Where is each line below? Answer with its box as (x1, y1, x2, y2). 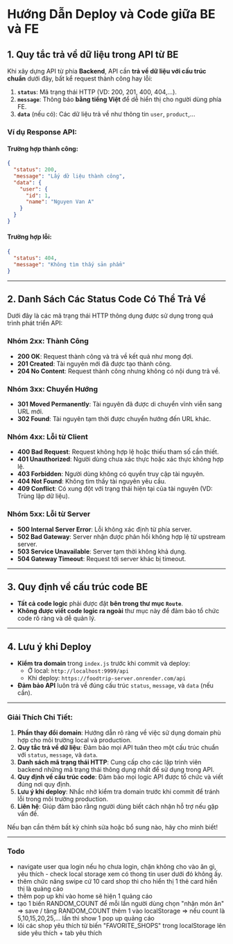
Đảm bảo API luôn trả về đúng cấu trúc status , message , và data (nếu (17, 681, 214, 689)
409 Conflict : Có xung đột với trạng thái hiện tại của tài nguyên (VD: (17, 485, 213, 493)
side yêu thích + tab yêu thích (17, 929, 103, 937)
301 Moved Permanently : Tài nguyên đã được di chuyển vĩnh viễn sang (17, 400, 223, 408)
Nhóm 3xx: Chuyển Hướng (7, 384, 98, 394)
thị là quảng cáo (17, 884, 64, 893)
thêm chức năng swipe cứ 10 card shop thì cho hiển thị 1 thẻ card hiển (17, 877, 218, 885)
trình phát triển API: (7, 319, 63, 327)
